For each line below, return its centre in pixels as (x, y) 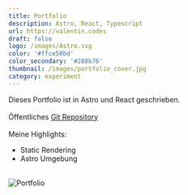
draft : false (30, 39)
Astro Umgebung (49, 158)
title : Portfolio (38, 16)
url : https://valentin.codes (58, 31)
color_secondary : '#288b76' (56, 62)
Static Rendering (48, 149)
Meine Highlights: (38, 134)
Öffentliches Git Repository (53, 117)
